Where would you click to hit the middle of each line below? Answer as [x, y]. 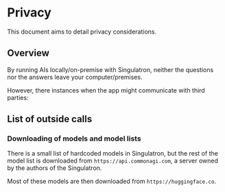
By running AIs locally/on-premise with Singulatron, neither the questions [110, 69]
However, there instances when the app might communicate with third [106, 90]
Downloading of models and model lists [74, 139]
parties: [18, 97]
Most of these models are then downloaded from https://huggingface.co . [112, 181]
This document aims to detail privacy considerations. [82, 32]
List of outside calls [50, 119]
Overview [28, 53]
